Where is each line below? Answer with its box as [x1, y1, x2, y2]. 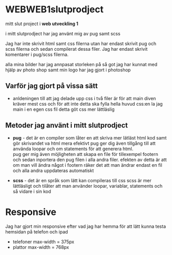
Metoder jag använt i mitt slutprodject [5, 121, 128, 130]
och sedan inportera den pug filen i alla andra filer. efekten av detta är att [12, 156, 167, 163]
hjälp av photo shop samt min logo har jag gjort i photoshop [5, 67, 131, 73]
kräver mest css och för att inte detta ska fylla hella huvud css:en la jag [12, 101, 163, 107]
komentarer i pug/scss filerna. [5, 51, 69, 57]
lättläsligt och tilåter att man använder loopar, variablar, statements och [12, 183, 163, 189]
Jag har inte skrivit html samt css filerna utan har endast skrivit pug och [5, 40, 157, 47]
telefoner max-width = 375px [12, 239, 74, 245]
